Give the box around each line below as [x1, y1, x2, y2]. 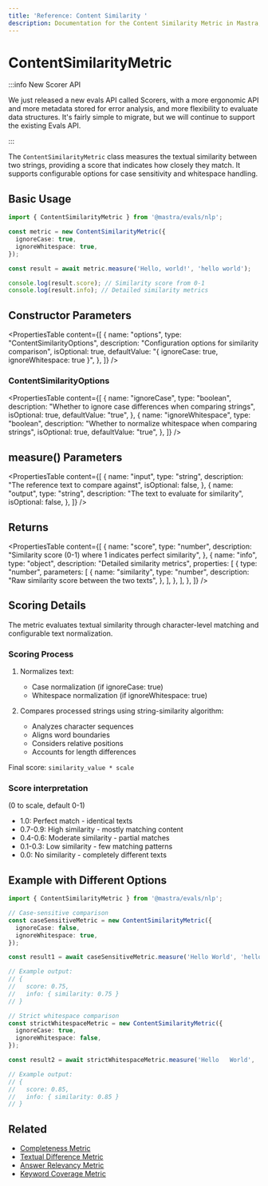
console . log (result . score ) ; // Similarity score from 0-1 [8, 279, 205, 287]
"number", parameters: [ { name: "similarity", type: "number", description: [8, 567, 250, 577]
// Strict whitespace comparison [8, 1012, 120, 1020]
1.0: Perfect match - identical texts [19, 817, 133, 826]
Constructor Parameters [8, 309, 132, 322]
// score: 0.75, [8, 983, 69, 991]
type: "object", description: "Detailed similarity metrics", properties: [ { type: [8, 558, 258, 568]
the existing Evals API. [8, 121, 81, 130]
